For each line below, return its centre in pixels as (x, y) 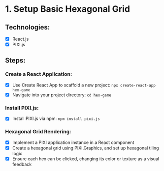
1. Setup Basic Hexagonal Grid (68, 9)
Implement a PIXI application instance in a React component (73, 142)
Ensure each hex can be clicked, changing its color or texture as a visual (85, 159)
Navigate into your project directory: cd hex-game (62, 95)
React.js (20, 39)
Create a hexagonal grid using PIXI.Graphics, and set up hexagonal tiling (85, 148)
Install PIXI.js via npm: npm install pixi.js (56, 118)
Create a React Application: (39, 74)
